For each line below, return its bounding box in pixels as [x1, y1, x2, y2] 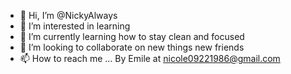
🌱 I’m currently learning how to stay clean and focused [19, 31, 245, 42]
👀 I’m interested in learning [19, 20, 131, 32]
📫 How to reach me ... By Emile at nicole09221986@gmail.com [19, 53, 281, 64]
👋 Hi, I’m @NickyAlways [19, 10, 118, 21]
